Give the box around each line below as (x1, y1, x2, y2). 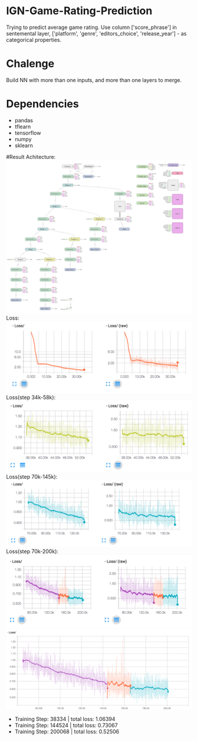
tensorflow (14, 129, 41, 136)
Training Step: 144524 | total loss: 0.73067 (14, 722, 118, 729)
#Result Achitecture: (6, 153, 56, 160)
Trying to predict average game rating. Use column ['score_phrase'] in (6, 24, 177, 31)
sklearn (14, 142, 34, 149)
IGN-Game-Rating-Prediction (6, 4, 153, 18)
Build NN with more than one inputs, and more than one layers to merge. (6, 76, 182, 83)
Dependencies (6, 97, 79, 110)
